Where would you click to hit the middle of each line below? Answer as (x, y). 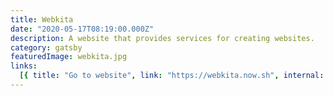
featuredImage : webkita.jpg (69, 57)
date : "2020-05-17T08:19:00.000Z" (82, 29)
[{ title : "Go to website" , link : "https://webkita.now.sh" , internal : (172, 76)
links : (24, 66)
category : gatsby (46, 47)
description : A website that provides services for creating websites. (162, 38)
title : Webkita (42, 19)
